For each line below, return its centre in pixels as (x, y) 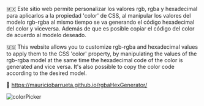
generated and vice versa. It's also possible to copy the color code (90, 67)
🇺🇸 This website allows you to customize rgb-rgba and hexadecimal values (102, 47)
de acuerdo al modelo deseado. (47, 35)
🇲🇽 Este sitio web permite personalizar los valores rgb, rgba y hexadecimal (102, 9)
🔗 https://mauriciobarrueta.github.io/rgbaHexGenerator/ (77, 85)
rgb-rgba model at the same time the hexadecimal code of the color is (95, 60)
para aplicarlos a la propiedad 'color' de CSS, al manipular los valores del (99, 16)
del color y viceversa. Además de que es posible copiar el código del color (100, 29)
